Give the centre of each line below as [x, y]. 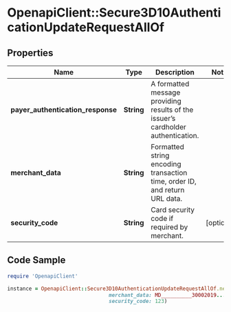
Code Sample [36, 260]
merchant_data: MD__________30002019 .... [169, 295]
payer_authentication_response [64, 110]
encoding [166, 164]
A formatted [170, 84]
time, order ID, [174, 181]
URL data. [167, 198]
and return [168, 190]
